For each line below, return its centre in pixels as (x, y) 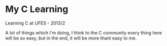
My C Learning (37, 9)
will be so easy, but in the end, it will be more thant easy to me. (71, 38)
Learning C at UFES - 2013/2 (35, 23)
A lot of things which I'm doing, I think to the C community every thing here (84, 32)
